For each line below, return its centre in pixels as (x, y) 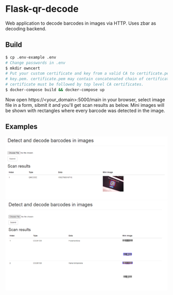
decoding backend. (26, 28)
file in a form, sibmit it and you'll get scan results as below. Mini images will (85, 105)
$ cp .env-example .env (31, 57)
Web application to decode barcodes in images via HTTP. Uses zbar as (81, 23)
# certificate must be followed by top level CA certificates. (75, 85)
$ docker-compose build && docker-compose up (55, 90)
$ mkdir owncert (23, 68)
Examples (21, 127)
